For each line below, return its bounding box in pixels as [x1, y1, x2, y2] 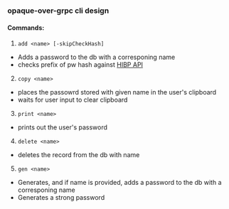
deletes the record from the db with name [17, 151, 140, 159]
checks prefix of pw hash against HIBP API [17, 60, 144, 69]
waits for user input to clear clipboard [17, 95, 128, 104]
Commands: [7, 23, 45, 32]
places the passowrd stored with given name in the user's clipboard [17, 88, 217, 97]
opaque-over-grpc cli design [7, 6, 110, 16]
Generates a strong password [17, 193, 105, 202]
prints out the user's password [17, 123, 108, 132]
